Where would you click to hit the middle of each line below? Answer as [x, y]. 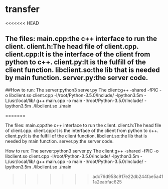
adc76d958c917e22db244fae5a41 [128, 176]
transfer [23, 9]
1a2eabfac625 [107, 181]
